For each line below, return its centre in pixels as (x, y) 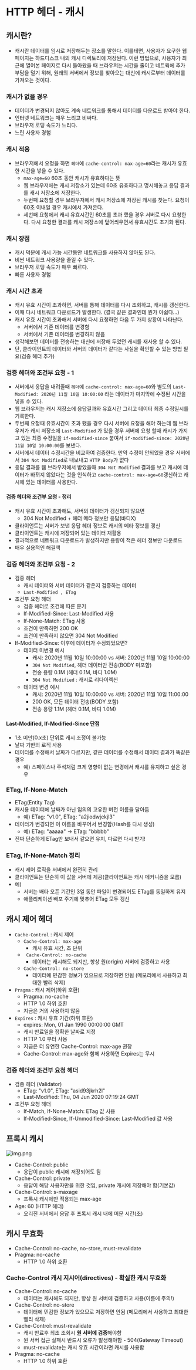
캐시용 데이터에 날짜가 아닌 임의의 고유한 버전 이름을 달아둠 (82, 810)
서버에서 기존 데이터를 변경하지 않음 (64, 334)
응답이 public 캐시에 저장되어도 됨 (62, 1172)
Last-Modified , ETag (50, 592)
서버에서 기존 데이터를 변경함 (56, 327)
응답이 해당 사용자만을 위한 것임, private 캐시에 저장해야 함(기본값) (99, 1185)
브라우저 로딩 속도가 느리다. (46, 125)
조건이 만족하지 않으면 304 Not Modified (71, 635)
